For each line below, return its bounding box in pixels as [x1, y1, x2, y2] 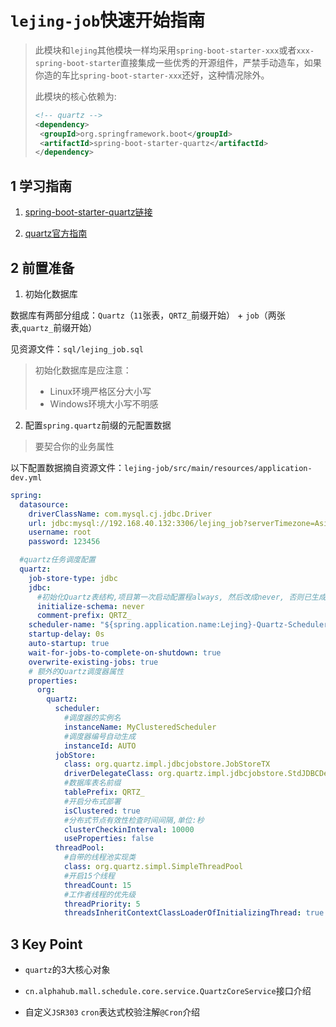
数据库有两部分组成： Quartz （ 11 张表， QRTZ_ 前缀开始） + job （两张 [10, 309, 286, 321]
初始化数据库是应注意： [34, 364, 132, 376]
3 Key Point [10, 936, 83, 953]
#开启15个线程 [63, 871, 115, 881]
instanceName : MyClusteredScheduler [63, 722, 217, 732]
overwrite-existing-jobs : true [28, 657, 159, 667]
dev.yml [10, 472, 43, 483]
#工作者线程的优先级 [63, 889, 137, 900]
